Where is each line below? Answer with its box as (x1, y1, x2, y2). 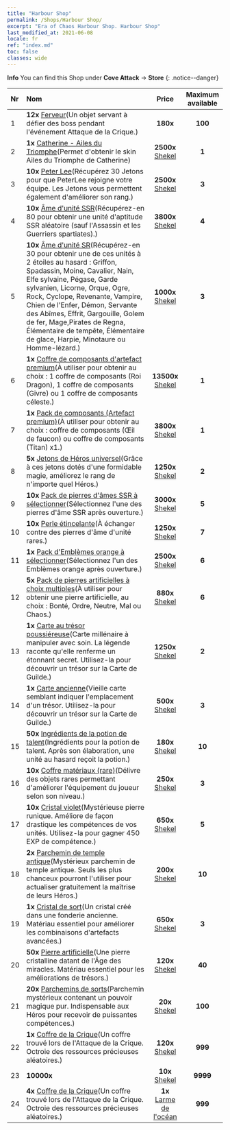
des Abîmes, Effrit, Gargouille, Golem (26, 309, 145, 318)
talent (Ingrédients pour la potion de (26, 737, 140, 747)
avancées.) (26, 936, 62, 946)
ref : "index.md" (7, 42, 53, 49)
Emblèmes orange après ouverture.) (26, 564, 142, 573)
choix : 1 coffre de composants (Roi (26, 371, 142, 381)
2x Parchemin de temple (26, 847, 105, 857)
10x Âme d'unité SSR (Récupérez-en (26, 203, 145, 213)
